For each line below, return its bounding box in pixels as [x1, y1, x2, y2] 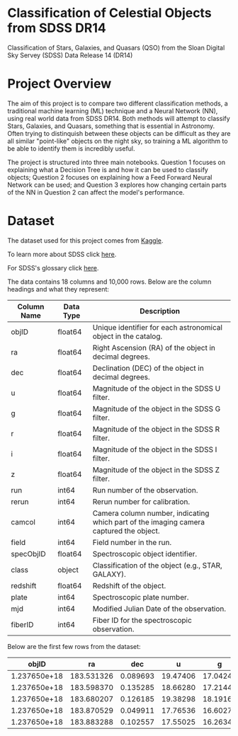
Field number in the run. [92, 537, 172, 547]
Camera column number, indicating [92, 508, 210, 518]
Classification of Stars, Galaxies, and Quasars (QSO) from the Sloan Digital [7, 43, 225, 52]
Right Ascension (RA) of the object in [92, 343, 216, 352]
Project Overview [7, 76, 112, 92]
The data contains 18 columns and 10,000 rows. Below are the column [7, 277, 212, 286]
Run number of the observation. [92, 485, 198, 495]
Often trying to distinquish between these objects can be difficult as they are [7, 129, 231, 137]
